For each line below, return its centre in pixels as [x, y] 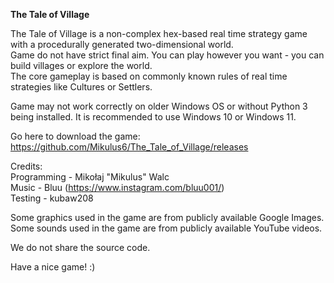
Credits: [26, 166]
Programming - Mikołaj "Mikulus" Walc [90, 177]
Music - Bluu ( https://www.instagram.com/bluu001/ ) [117, 187]
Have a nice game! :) [53, 267]
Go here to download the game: [75, 136]
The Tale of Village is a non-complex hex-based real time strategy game [159, 33]
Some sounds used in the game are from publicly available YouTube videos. [166, 228]
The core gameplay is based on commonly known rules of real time [149, 76]
